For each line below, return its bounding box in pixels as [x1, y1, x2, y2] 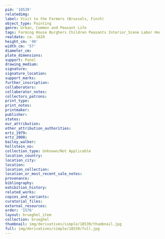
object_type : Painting [5, 21, 52, 26]
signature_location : [5, 71, 48, 76]
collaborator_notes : [5, 89, 48, 94]
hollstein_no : [5, 144, 34, 149]
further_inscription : [5, 80, 50, 85]
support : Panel [5, 57, 36, 62]
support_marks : [5, 76, 36, 80]
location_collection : [5, 167, 50, 172]
